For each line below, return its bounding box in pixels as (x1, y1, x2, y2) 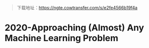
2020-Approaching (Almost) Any (4, 22, 145, 33)
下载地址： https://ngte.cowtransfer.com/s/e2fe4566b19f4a (16, 5, 138, 10)
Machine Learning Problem (4, 33, 119, 44)
